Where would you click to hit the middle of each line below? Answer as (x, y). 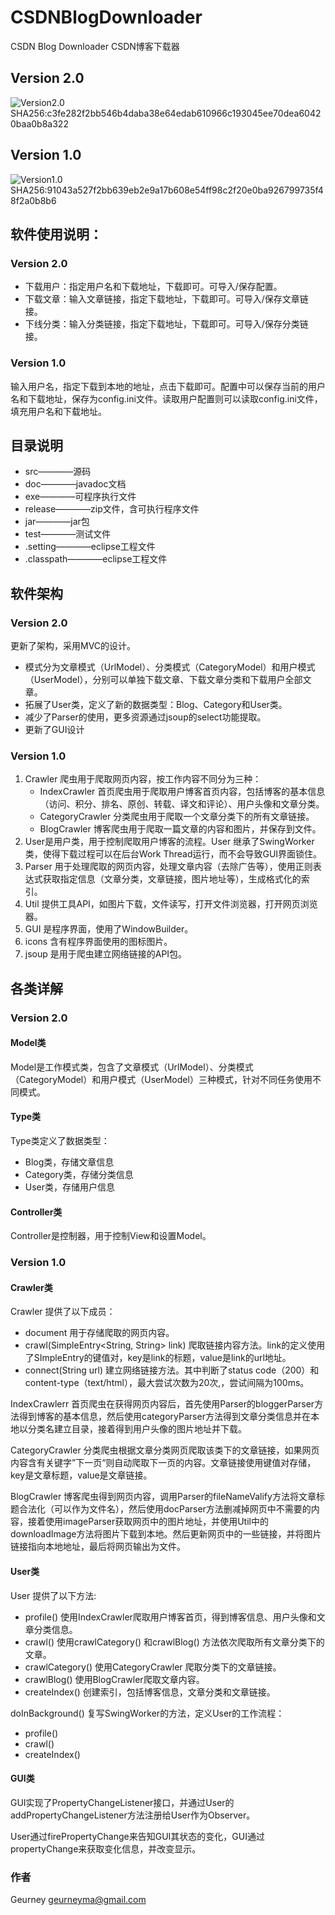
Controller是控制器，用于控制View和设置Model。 (111, 1236)
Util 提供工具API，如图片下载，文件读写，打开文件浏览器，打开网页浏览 (171, 904)
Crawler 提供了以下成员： (63, 1312)
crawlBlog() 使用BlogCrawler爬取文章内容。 (114, 1679)
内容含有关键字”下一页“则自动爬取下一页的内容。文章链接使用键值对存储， (163, 1463)
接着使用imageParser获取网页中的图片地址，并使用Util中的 (148, 1522)
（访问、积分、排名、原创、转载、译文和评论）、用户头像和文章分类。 (182, 804)
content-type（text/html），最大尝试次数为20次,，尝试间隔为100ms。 (167, 1383)
